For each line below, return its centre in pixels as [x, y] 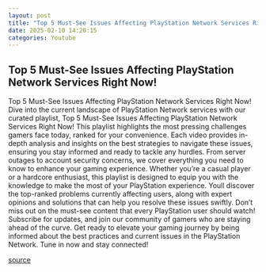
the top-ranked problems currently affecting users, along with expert [120, 194]
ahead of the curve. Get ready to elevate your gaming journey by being [124, 228]
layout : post [30, 15]
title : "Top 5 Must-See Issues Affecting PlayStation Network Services [129, 23]
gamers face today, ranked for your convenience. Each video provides [123, 135]
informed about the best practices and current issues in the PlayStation [124, 236]
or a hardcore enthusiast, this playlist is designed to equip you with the [123, 177]
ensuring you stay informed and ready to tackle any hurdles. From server [127, 152]
